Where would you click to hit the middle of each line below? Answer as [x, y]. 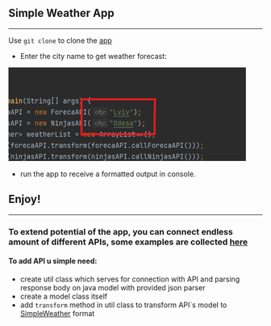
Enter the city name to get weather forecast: [93, 56]
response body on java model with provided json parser [113, 287]
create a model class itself [63, 296]
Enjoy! [25, 199]
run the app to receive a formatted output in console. [108, 174]
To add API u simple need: [53, 261]
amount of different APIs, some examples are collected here [128, 242]
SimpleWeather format [57, 313]
